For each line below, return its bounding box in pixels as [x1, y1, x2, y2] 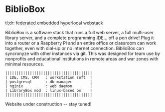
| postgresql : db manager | [5, 79, 93, 84]
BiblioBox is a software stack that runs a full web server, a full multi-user [5, 29, 154, 35]
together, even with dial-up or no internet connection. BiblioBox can [5, 45, 144, 51]
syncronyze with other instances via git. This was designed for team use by [5, 51, 161, 56]
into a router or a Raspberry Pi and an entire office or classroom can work [5, 40, 157, 46]
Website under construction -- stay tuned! [5, 101, 92, 107]
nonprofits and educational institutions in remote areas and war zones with [5, 56, 159, 61]
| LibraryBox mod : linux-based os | [5, 88, 93, 93]
